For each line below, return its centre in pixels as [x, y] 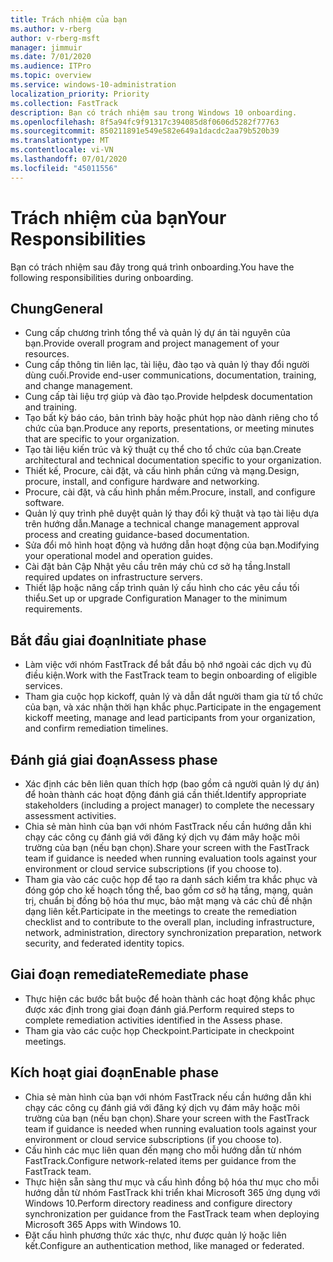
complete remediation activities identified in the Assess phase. [153, 1020]
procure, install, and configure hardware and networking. [142, 482]
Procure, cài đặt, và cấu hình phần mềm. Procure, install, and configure [170, 492]
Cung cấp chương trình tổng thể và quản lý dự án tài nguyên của [157, 333]
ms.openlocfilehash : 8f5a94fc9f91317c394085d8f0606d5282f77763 [145, 122]
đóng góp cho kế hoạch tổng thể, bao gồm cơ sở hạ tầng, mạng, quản [169, 890]
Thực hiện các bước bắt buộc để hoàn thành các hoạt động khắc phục [170, 998]
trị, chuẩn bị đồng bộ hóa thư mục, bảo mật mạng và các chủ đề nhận [168, 900]
